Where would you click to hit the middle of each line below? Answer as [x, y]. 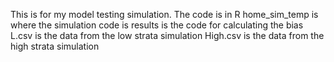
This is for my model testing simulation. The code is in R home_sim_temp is [164, 14]
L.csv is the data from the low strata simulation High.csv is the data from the [167, 35]
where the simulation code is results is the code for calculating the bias [157, 25]
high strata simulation [55, 46]
